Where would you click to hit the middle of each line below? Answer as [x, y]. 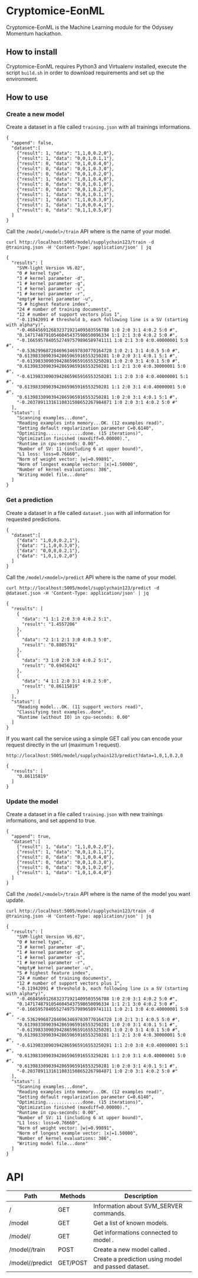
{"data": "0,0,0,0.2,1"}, [49, 550]
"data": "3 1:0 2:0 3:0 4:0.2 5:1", [67, 660]
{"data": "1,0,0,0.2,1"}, [49, 540]
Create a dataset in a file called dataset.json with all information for [88, 513]
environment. [22, 79]
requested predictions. [34, 519]
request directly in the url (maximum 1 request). [63, 745]
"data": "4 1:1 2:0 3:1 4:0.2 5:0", [67, 681]
